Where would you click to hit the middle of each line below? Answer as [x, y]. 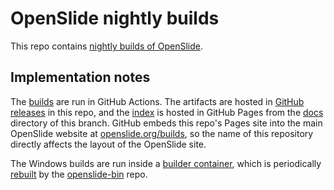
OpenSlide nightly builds [115, 18]
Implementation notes [80, 77]
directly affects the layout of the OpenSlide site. [108, 144]
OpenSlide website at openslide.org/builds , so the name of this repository [162, 133]
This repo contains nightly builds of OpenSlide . [106, 46]
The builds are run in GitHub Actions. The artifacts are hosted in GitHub [157, 101]
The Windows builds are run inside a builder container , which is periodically [166, 163]
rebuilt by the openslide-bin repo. [79, 174]
